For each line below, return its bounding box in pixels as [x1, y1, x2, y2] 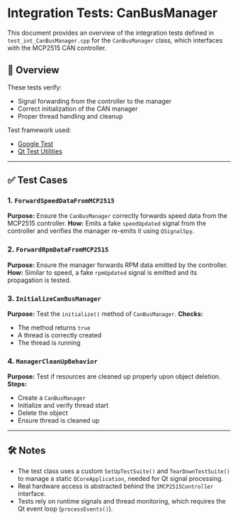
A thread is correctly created [17, 331, 101, 340]
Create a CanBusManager [17, 394, 86, 402]
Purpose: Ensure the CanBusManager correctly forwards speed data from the [7, 212, 228, 220]
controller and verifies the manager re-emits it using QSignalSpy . [7, 227, 195, 235]
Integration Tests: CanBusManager [7, 5, 218, 21]
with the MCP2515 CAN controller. [7, 43, 107, 52]
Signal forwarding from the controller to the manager [17, 97, 172, 105]
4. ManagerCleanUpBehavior [7, 356, 98, 366]
